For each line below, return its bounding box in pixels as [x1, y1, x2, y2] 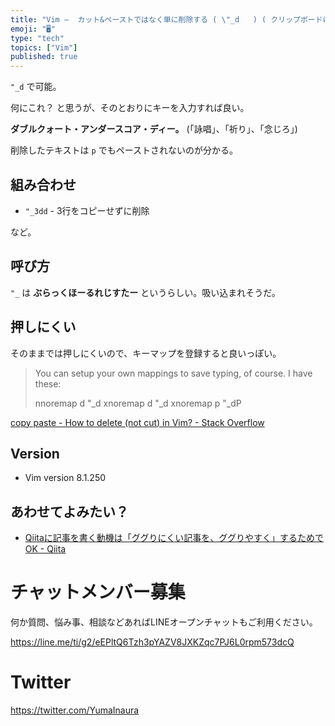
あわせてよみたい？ [10, 503, 129, 520]
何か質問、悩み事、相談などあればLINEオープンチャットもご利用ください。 [10, 616, 318, 628]
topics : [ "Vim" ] [10, 42, 78, 53]
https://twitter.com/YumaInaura [10, 704, 140, 716]
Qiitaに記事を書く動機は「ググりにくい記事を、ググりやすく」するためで [24, 532, 324, 544]
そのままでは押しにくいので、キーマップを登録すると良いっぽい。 [10, 347, 282, 359]
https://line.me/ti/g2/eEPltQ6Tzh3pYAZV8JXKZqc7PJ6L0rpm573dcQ [10, 636, 295, 648]
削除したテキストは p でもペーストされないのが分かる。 [10, 144, 238, 156]
